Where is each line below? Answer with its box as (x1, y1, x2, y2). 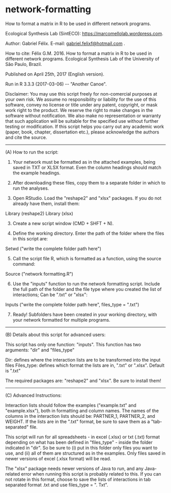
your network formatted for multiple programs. (12, 317, 110, 323)
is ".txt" (5, 367, 21, 374)
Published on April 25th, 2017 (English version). (5, 71, 104, 77)
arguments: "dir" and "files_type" (5, 347, 75, 353)
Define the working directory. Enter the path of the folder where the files (12, 230, 164, 236)
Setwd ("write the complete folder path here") (5, 245, 102, 252)
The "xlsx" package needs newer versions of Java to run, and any (5, 465, 144, 472)
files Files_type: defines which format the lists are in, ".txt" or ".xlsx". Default (5, 362, 165, 368)
